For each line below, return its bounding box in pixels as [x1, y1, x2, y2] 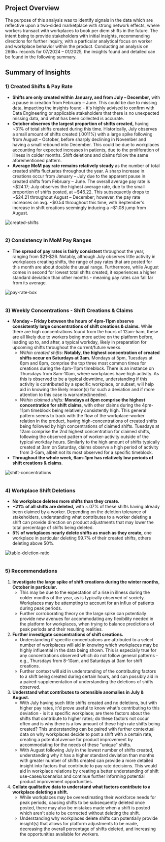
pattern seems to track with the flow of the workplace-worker [19, 413, 145, 419]
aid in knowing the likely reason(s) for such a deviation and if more [19, 387, 155, 393]
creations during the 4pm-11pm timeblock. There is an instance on [19, 365, 154, 371]
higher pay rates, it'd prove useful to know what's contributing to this [19, 705, 160, 711]
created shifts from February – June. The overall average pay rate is [12, 178, 150, 184]
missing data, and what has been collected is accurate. [12, 115, 124, 121]
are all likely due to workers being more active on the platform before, [12, 334, 154, 340]
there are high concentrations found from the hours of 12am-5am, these [12, 329, 159, 335]
